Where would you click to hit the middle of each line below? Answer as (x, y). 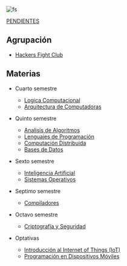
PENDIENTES (23, 21)
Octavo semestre (36, 214)
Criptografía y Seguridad (55, 226)
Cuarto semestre (36, 88)
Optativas (27, 238)
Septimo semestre (38, 191)
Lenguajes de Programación (59, 136)
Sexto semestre (34, 161)
